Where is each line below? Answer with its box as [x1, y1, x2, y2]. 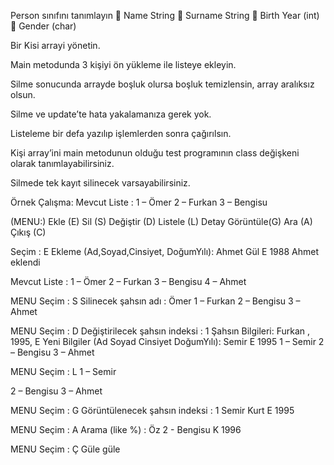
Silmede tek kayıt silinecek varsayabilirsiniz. [10, 177, 191, 189]
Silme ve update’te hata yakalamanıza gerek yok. [10, 108, 212, 120]
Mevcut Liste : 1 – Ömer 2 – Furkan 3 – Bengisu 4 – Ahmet [10, 276, 247, 287]
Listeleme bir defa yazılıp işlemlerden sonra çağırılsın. [10, 128, 232, 139]
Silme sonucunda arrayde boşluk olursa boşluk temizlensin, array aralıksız [10, 78, 315, 90]
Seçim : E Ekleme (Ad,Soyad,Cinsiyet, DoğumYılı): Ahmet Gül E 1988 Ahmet [10, 246, 319, 257]
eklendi [10, 256, 41, 268]
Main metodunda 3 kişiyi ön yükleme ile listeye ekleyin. [10, 59, 237, 70]
